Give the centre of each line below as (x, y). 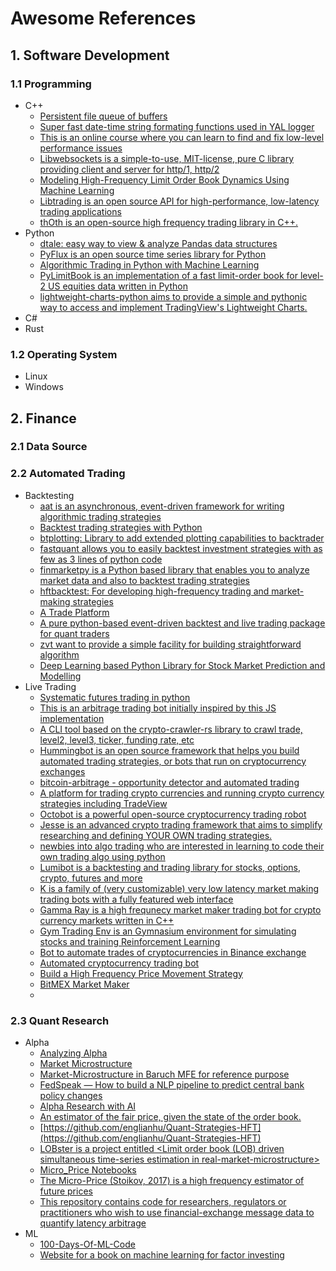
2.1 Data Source (49, 447)
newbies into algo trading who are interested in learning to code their (182, 846)
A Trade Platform (74, 612)
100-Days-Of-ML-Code (87, 1244)
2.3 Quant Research (60, 1020)
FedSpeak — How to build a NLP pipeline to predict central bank (172, 1085)
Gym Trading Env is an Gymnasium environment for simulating (168, 931)
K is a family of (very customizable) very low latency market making (179, 888)
